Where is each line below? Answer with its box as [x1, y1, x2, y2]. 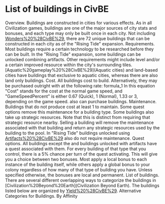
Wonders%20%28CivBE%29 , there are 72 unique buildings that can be [5, 36, 150, 41]
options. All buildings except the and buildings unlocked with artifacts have [5, 140, 157, 146]
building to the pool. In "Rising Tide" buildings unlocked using [5, 130, 130, 136]
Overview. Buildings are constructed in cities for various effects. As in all [5, 20, 152, 26]
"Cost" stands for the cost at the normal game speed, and [5, 88, 123, 94]
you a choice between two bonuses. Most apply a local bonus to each [5, 156, 147, 162]
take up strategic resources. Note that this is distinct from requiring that [5, 114, 150, 120]
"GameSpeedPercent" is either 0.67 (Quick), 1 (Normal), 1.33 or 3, [5, 93, 138, 99]
